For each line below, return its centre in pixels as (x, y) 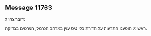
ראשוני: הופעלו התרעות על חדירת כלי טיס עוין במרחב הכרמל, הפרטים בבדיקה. (76, 28)
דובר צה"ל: (15, 19)
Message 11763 (29, 8)
